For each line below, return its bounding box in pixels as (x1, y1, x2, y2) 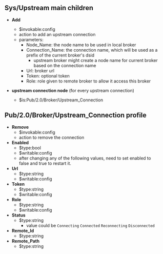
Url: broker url (26, 68, 55, 74)
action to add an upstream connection (19, 31, 96, 37)
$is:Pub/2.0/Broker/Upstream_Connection (19, 97, 103, 103)
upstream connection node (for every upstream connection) (11, 87, 135, 93)
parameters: (19, 37, 44, 42)
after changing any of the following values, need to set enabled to (19, 155, 151, 161)
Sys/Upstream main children (4, 4, 94, 12)
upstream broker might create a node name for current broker (33, 57, 158, 63)
